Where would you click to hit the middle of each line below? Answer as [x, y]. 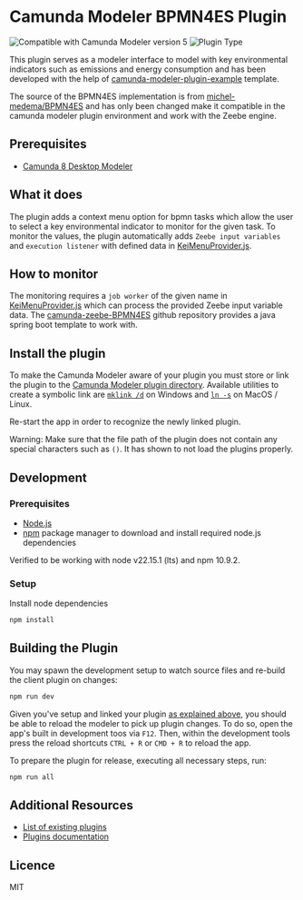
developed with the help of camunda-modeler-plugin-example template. [144, 78]
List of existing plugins [64, 827]
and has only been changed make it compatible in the [186, 105]
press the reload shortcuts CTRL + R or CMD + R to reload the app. [131, 743]
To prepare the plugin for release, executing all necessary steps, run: [138, 760]
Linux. [21, 404]
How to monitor [54, 274]
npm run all [32, 777]
